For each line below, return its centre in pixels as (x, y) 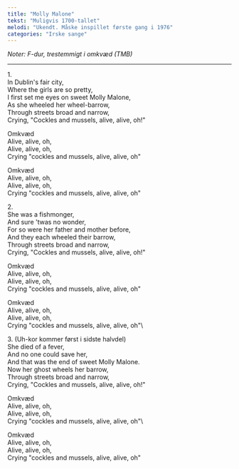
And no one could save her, (47, 354)
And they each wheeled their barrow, (62, 237)
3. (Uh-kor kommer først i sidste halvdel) (67, 339)
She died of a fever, (36, 347)
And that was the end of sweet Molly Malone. (74, 362)
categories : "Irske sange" (47, 34)
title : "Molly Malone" (41, 14)
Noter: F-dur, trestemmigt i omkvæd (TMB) (70, 54)
